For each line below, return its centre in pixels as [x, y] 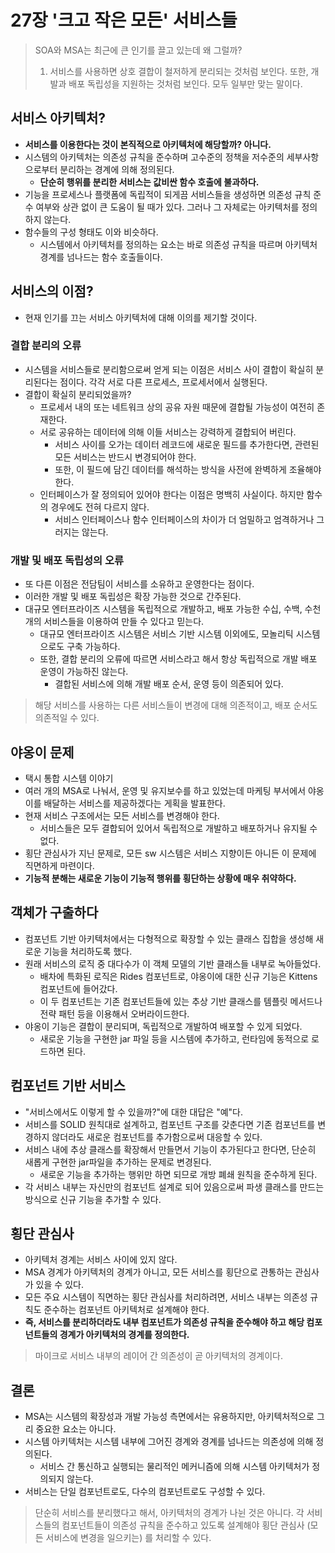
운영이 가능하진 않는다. [84, 672]
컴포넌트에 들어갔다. [78, 988]
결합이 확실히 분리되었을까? [78, 394]
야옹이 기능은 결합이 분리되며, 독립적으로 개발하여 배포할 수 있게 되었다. [163, 1026]
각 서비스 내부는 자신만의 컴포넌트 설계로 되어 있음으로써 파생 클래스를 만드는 [174, 1187]
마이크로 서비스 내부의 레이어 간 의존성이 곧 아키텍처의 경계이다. [158, 1356]
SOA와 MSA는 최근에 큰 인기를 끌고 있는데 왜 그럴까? [138, 50]
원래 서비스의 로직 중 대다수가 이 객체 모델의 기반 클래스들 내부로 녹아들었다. [173, 963]
